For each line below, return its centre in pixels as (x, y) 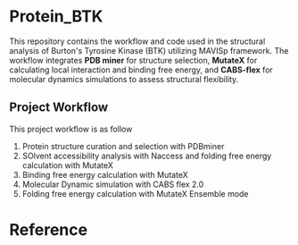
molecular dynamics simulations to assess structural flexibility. (124, 79)
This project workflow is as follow (71, 129)
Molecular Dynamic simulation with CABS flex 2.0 (113, 184)
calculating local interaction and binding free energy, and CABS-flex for (141, 70)
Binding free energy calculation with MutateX (105, 174)
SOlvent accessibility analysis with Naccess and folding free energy (147, 156)
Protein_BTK (56, 17)
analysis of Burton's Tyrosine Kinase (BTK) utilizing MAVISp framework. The (149, 50)
